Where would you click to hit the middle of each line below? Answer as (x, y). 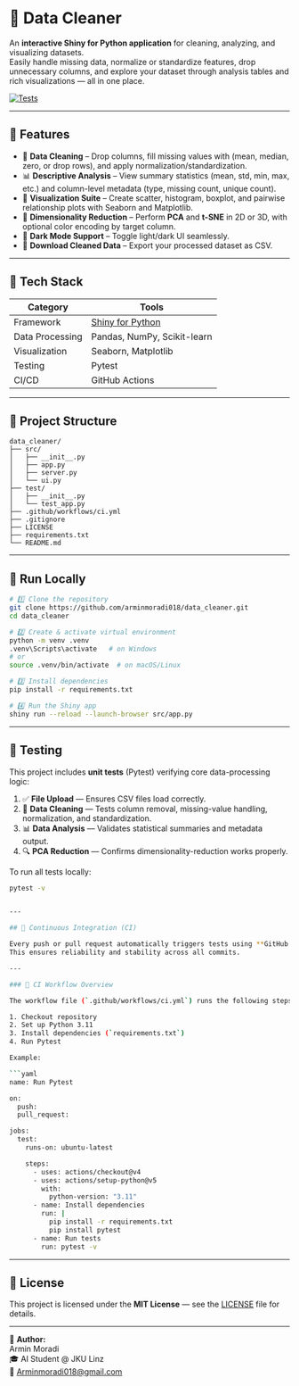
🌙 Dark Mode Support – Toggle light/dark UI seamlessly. (125, 236)
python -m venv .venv (49, 640)
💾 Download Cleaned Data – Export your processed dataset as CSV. (147, 245)
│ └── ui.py (36, 481)
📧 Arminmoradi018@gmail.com (66, 1372)
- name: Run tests (67, 1238)
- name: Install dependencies (89, 1205)
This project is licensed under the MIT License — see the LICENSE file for (145, 1304)
